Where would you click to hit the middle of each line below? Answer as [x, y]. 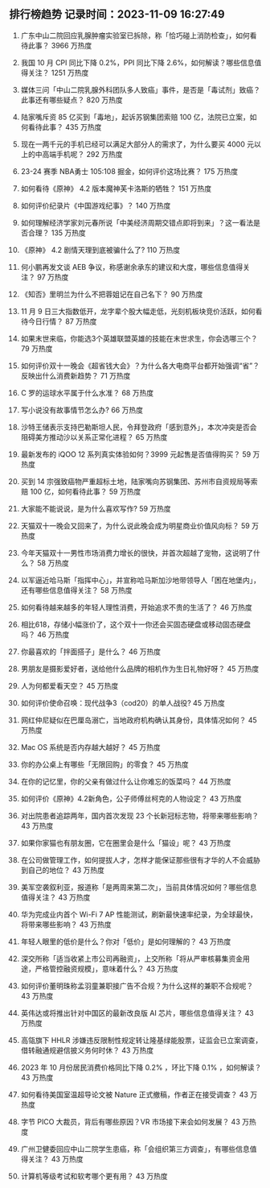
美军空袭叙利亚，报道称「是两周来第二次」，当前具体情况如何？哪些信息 [139, 887]
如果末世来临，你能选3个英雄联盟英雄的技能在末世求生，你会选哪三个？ [139, 338]
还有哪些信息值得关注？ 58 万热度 [76, 590]
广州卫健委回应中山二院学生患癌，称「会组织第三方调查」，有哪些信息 [135, 1149]
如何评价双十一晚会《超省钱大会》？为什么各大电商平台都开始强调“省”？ [140, 366]
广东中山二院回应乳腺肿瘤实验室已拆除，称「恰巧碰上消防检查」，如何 [135, 35]
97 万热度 [53, 277]
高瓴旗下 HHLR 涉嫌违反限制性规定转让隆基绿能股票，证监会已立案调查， [141, 1040]
